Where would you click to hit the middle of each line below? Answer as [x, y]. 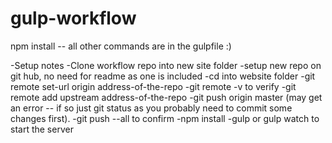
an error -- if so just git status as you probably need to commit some [151, 108]
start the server [42, 129]
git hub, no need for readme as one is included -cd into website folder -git [163, 76]
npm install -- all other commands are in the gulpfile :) [121, 46]
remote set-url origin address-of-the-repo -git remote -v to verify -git [153, 86]
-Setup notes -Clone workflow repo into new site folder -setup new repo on [166, 65]
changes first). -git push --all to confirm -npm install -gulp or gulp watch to [165, 118]
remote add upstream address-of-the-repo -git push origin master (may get [166, 97]
